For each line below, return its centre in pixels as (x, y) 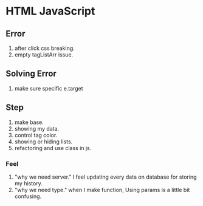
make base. (29, 122)
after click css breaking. (45, 48)
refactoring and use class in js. (53, 148)
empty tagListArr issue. (44, 55)
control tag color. (36, 135)
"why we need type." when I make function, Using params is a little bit (102, 190)
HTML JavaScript (50, 11)
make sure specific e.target (49, 88)
